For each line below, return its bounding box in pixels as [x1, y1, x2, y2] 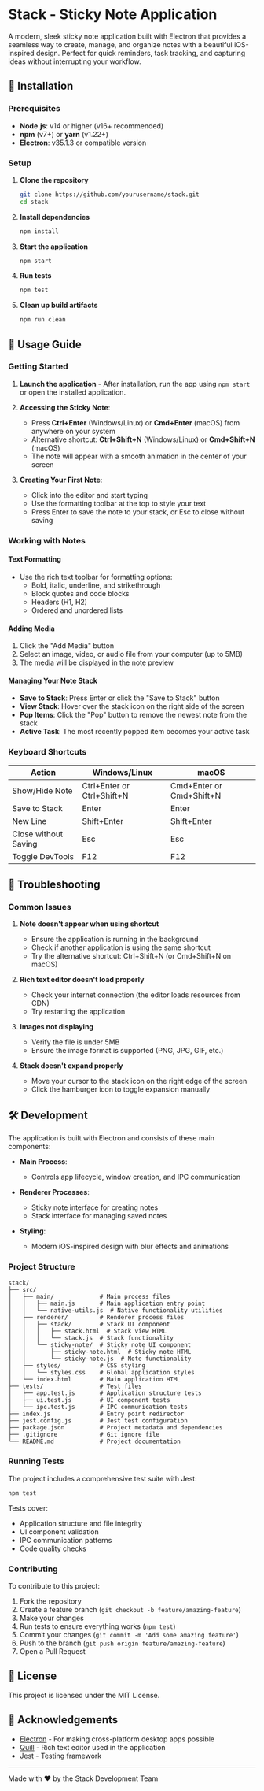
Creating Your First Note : [19, 475, 103, 484]
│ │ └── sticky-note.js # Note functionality [8, 1355, 192, 1363]
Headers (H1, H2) [31, 597, 88, 606]
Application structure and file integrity [19, 1518, 143, 1528]
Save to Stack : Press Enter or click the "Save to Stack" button [19, 693, 220, 703]
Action [30, 766, 57, 777]
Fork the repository [19, 1596, 82, 1606]
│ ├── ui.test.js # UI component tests [8, 1396, 170, 1404]
